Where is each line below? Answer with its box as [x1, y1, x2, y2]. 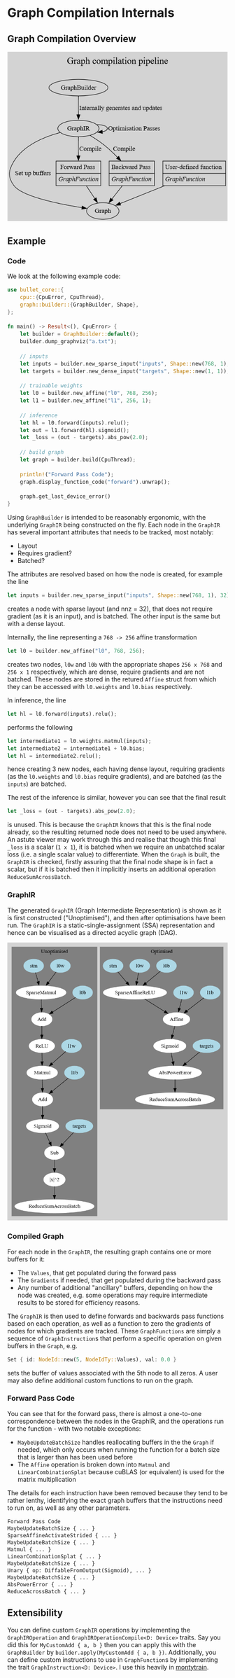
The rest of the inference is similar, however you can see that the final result [7, 793, 226, 802]
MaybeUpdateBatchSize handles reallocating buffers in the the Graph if [17, 1438, 215, 1446]
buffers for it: [7, 1255, 45, 1263]
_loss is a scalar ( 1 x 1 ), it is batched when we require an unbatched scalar [7, 843, 225, 852]
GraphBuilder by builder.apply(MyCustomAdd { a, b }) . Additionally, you [7, 1648, 217, 1656]
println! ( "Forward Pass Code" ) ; [20, 471, 114, 478]
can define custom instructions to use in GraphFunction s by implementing [7, 1655, 218, 1664]
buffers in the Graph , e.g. [7, 1341, 78, 1350]
